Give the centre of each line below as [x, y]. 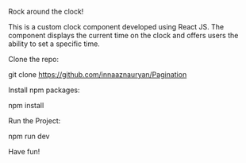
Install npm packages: [44, 90]
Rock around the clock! [46, 12]
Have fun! [24, 151]
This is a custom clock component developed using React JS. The [116, 27]
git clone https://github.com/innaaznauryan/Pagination [98, 74]
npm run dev [29, 136]
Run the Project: [35, 121]
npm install [26, 105]
